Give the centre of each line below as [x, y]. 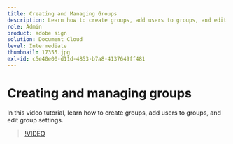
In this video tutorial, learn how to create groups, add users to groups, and [114, 113]
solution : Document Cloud [45, 40]
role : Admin [24, 26]
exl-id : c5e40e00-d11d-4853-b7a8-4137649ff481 [76, 59]
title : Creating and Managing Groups [62, 14]
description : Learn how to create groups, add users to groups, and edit [117, 20]
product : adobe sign [37, 33]
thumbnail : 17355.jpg [39, 53]
